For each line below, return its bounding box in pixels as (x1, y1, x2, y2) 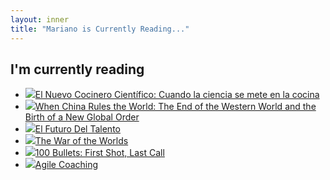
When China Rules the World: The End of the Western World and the (34, 101, 317, 113)
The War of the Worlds (34, 135, 129, 147)
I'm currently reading (10, 61, 145, 78)
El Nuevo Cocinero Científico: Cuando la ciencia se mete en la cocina (34, 89, 320, 101)
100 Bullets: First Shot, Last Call (34, 147, 165, 159)
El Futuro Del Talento (34, 123, 121, 135)
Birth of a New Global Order (24, 111, 140, 123)
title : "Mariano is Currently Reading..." (10, 24, 190, 34)
